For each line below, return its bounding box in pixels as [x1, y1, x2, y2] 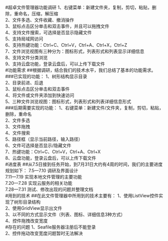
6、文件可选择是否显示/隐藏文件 [5, 143, 71, 148]
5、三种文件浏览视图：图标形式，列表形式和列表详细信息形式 [5, 98, 132, 104]
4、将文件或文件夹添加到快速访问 [5, 92, 74, 98]
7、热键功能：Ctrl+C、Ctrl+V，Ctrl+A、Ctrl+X [5, 149, 101, 155]
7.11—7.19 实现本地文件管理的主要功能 [5, 174, 82, 180]
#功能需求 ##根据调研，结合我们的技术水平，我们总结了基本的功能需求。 [5, 67, 156, 73]
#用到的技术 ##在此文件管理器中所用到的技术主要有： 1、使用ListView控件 [5, 193, 159, 198]
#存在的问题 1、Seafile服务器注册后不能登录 [5, 224, 96, 230]
